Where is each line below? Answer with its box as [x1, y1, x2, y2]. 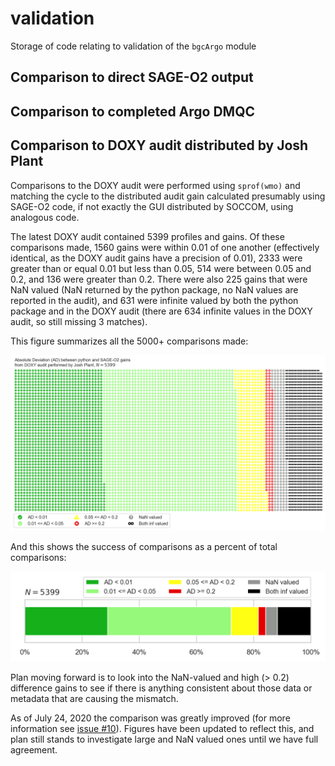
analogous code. [10, 211, 80, 223]
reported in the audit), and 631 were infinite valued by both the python [10, 294, 299, 306]
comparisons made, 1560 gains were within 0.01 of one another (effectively [10, 241, 320, 253]
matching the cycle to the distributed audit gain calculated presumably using [10, 190, 326, 202]
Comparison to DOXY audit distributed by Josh [10, 137, 309, 154]
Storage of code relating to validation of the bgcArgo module [10, 40, 257, 52]
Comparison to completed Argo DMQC [10, 103, 256, 120]
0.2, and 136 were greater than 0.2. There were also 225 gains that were [10, 273, 308, 285]
